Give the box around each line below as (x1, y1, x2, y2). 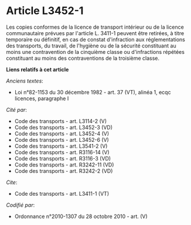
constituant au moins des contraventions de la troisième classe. (6, 54, 160, 62)
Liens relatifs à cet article (6, 66, 69, 73)
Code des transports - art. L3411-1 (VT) (14, 190, 110, 197)
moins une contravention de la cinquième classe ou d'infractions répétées (6, 48, 185, 55)
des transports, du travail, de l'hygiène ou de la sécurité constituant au (6, 42, 177, 49)
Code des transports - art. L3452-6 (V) (14, 136, 110, 143)
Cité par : (6, 106, 28, 113)
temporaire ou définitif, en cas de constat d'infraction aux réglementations (6, 36, 186, 43)
